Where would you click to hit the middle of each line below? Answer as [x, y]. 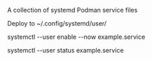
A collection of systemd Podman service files [72, 10]
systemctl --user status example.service [65, 50]
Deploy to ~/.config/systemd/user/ [57, 23]
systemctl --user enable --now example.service [76, 37]
